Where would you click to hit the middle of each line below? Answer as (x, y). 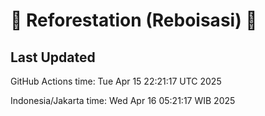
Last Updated (53, 57)
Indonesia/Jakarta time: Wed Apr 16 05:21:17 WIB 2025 (123, 100)
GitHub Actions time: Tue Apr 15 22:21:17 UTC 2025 (116, 81)
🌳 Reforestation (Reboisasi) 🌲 (134, 20)
